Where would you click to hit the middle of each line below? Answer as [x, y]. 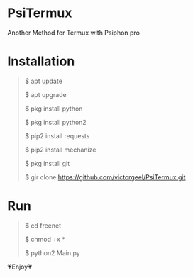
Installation [41, 61]
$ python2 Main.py [52, 252]
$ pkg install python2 [55, 122]
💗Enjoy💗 [20, 267]
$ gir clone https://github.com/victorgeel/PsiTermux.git [105, 177]
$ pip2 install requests [57, 135]
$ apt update [43, 81]
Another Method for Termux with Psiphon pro [74, 33]
